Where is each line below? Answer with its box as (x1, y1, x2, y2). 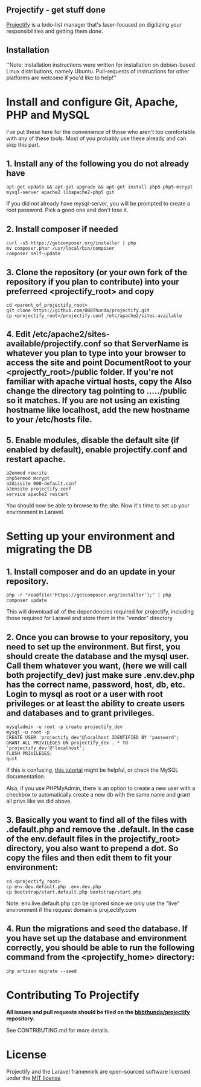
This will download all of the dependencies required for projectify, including (6, 608, 194, 615)
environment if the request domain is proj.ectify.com (6, 906, 137, 913)
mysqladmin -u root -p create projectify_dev (6, 724, 123, 730)
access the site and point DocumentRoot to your (6, 358, 191, 368)
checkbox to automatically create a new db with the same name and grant (6, 791, 190, 798)
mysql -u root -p (6, 729, 50, 735)
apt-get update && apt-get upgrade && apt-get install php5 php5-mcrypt (6, 184, 193, 190)
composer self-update (6, 251, 61, 257)
